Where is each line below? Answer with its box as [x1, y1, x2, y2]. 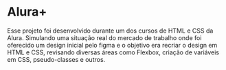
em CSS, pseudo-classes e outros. [7, 55, 106, 63]
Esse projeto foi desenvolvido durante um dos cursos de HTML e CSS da [7, 27, 214, 35]
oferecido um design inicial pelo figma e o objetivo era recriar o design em [7, 41, 218, 49]
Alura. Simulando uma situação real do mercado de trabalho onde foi [7, 33, 202, 41]
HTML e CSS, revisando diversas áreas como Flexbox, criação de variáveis [7, 48, 220, 56]
